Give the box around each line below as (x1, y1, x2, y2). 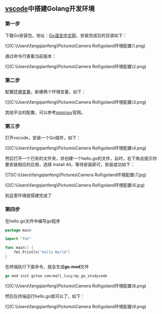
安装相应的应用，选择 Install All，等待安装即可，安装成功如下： (9, 162, 135, 167)
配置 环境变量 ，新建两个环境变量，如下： (5, 89, 86, 94)
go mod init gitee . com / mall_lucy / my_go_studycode (5, 273, 108, 278)
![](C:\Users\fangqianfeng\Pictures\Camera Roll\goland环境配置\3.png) (5, 99, 146, 105)
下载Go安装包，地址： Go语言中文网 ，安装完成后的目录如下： (5, 32, 127, 38)
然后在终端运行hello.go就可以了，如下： (5, 293, 85, 299)
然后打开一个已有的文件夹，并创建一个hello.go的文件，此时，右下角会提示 (5, 155, 153, 162)
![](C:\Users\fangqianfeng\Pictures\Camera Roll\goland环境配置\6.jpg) (5, 182, 145, 188)
